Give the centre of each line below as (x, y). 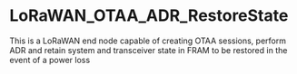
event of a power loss (50, 60)
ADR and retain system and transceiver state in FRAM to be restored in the (148, 50)
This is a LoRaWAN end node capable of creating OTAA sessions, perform (148, 41)
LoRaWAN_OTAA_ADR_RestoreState (149, 16)
